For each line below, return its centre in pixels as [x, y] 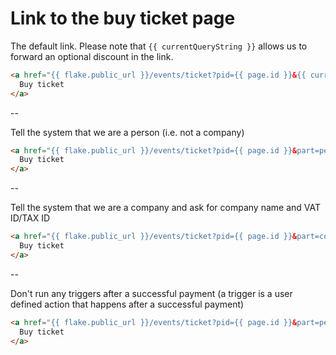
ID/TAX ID [30, 218]
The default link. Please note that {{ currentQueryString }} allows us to [159, 46]
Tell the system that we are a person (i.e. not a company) [127, 132]
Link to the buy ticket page [123, 18]
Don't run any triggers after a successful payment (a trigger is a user [151, 293]
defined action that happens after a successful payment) [127, 304]
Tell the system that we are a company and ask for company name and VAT [166, 208]
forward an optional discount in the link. [92, 56]
